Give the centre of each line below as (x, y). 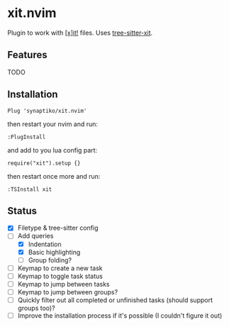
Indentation (45, 244)
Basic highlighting (54, 252)
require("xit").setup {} (44, 163)
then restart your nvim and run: (52, 124)
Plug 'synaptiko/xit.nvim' (47, 111)
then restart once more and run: (54, 176)
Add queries (35, 236)
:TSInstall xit (30, 189)
